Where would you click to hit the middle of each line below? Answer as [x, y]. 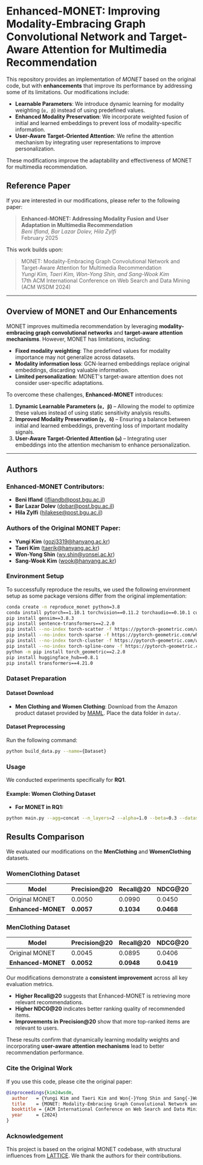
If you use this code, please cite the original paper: [69, 1081]
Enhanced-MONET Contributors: [55, 486]
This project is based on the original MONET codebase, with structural [94, 1149]
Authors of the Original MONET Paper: [63, 528]
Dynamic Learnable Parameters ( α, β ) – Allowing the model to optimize [105, 406]
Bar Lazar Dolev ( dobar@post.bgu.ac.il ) [65, 506]
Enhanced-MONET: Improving [83, 11]
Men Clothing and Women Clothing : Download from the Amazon [96, 706]
